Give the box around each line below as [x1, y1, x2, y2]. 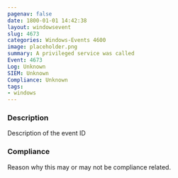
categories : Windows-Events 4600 [7, 37, 106, 44]
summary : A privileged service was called [7, 50, 135, 57]
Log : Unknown [7, 63, 46, 70]
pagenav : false [7, 10, 52, 18]
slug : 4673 [7, 30, 40, 38]
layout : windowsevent [7, 23, 72, 30]
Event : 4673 [7, 57, 43, 64]
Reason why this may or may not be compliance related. [7, 162, 172, 171]
